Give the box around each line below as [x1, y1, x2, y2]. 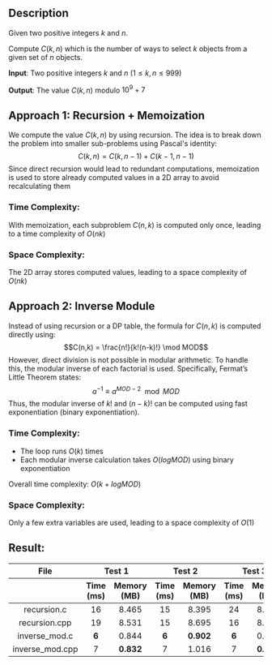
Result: [8, 541, 45, 555]
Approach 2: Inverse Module [8, 299, 155, 313]
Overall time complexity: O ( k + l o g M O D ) [8, 478, 142, 489]
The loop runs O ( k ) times [19, 446, 104, 456]
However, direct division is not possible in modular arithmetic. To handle [8, 354, 249, 364]
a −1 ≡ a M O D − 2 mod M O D [91, 384, 181, 396]
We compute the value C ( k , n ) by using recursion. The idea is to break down [8, 130, 261, 140]
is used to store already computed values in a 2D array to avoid [8, 173, 219, 182]
